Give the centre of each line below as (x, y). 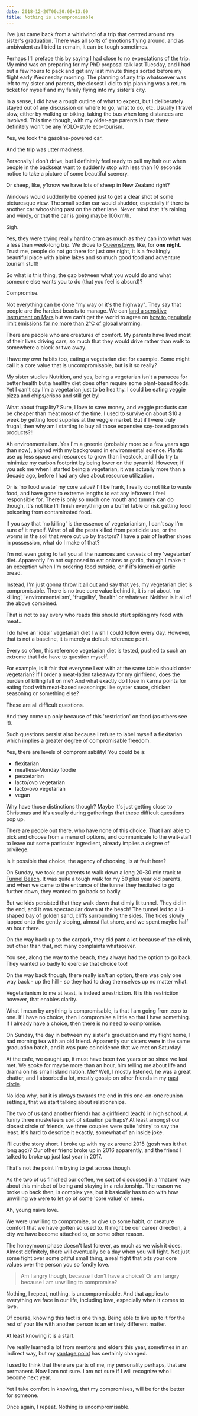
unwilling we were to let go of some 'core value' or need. (75, 1198)
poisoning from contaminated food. (49, 512)
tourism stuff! (22, 263)
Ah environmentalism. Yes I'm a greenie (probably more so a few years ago (98, 444)
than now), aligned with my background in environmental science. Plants (95, 450)
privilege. (17, 849)
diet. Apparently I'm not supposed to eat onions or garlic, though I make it (96, 560)
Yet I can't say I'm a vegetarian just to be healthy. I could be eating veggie (96, 389)
